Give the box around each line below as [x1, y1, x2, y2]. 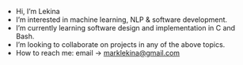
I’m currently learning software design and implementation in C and [15, 23, 236, 32]
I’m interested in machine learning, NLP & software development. [15, 15, 228, 24]
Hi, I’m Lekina [15, 7, 61, 16]
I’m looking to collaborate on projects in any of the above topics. [15, 40, 226, 49]
